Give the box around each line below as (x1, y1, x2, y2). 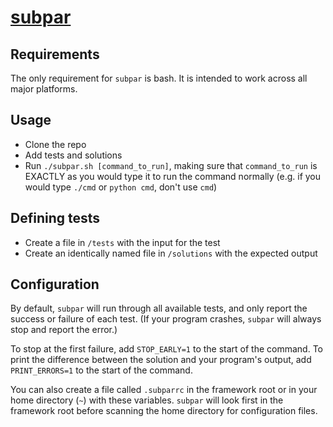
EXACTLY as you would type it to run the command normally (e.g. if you (24, 170, 322, 182)
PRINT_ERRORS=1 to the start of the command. (10, 364, 193, 376)
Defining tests (10, 210, 101, 227)
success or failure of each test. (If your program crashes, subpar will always (10, 313, 322, 325)
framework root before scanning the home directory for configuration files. (10, 405, 318, 417)
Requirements (10, 46, 100, 63)
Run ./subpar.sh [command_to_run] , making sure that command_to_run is (24, 159, 318, 171)
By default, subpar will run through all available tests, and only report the (10, 302, 308, 315)
